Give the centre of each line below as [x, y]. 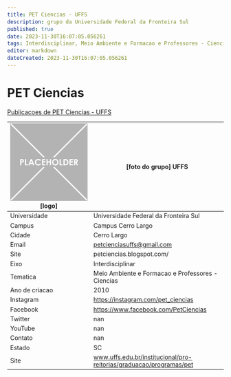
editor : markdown [32, 51]
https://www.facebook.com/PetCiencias [150, 309]
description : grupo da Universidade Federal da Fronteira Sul [98, 22]
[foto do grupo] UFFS [157, 166]
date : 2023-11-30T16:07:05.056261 [57, 36]
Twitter [20, 319]
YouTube [23, 328]
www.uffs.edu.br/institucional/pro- [143, 357]
